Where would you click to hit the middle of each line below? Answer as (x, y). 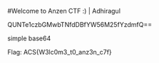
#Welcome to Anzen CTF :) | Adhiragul (64, 11)
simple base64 (29, 38)
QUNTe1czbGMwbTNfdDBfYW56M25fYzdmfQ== (80, 24)
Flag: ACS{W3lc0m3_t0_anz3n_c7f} (60, 52)
